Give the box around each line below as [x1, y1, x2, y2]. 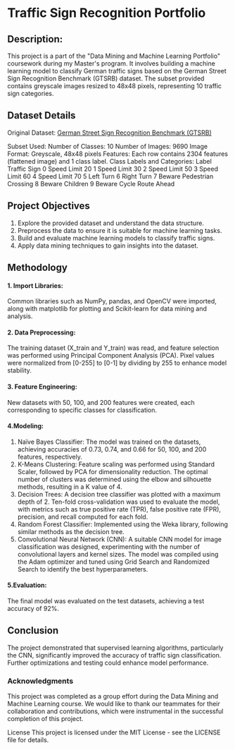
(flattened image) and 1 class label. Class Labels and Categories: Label [7, 157, 212, 165]
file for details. [7, 736, 49, 744]
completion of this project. [7, 715, 84, 723]
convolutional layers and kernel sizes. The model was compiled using [17, 550, 219, 558]
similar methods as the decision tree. [17, 527, 125, 536]
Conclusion [7, 624, 59, 636]
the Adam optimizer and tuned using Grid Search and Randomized [17, 557, 210, 566]
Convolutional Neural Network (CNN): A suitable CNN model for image [17, 535, 222, 543]
